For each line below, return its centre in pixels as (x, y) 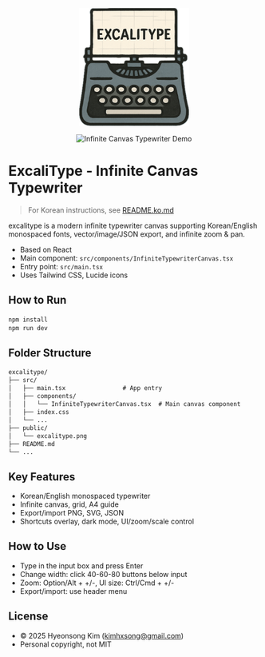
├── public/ (28, 428)
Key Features (42, 477)
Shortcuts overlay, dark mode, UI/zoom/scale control (107, 522)
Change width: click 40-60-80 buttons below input (103, 574)
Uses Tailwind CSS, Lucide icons (74, 275)
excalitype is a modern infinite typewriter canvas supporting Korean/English (133, 225)
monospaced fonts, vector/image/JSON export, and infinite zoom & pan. (127, 234)
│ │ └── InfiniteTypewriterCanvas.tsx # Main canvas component (125, 404)
